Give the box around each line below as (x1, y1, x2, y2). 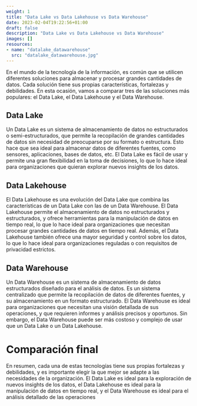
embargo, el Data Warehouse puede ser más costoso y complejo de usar (6, 316, 183, 323)
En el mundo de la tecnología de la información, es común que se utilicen (6, 68, 183, 75)
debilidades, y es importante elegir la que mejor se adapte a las (6, 368, 160, 375)
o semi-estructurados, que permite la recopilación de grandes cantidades (6, 132, 185, 139)
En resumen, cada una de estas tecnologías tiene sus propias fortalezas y (6, 363, 185, 369)
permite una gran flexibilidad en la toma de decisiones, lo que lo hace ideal (6, 157, 188, 165)
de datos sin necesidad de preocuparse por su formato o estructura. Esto (6, 139, 184, 146)
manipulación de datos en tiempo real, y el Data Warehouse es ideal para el (6, 387, 189, 394)
